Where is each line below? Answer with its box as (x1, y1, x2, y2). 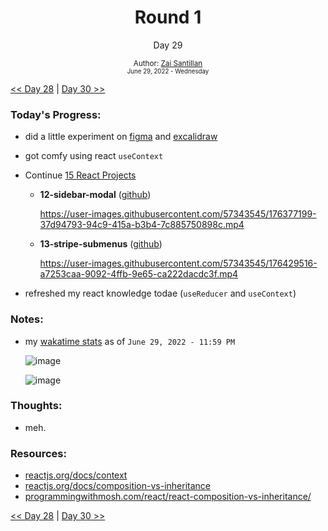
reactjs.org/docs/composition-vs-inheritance (24, 480, 212, 492)
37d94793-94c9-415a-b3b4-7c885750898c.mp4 (39, 219, 245, 231)
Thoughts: (10, 399, 63, 413)
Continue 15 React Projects (24, 169, 137, 181)
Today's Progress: (10, 107, 102, 121)
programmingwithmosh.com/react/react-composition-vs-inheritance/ (24, 491, 312, 503)
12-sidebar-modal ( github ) (39, 189, 152, 201)
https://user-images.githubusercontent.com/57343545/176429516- (39, 257, 318, 270)
